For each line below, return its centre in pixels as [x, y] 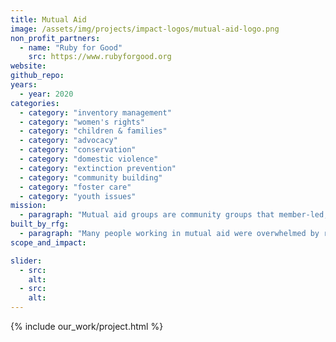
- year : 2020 [46, 94]
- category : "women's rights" [82, 122]
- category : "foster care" [75, 187]
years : [24, 85]
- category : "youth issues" [78, 196]
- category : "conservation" [78, 150]
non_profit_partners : [55, 38]
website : [28, 66]
